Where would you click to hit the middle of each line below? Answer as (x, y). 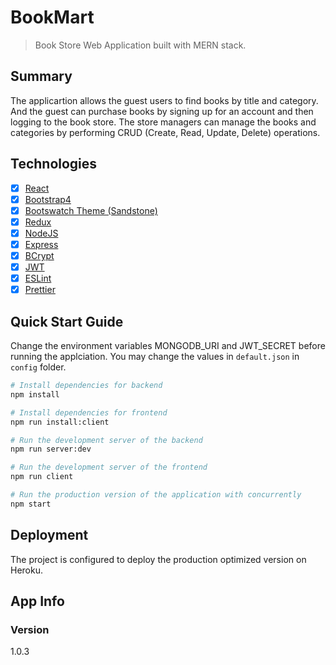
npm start (31, 504)
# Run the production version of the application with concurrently (156, 495)
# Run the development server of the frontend (109, 467)
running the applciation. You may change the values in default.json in (155, 356)
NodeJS (41, 233)
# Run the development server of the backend (106, 440)
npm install (35, 394)
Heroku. (26, 570)
